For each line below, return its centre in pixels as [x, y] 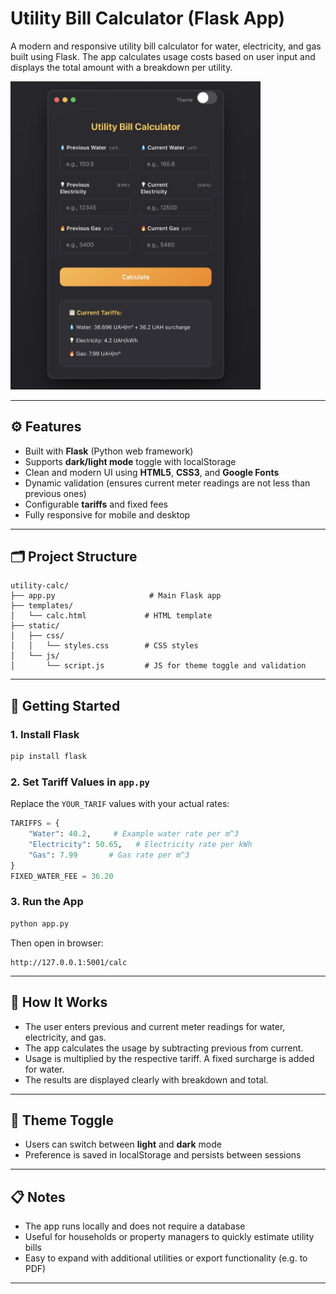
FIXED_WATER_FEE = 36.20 [62, 876]
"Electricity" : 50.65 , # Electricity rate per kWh [140, 845]
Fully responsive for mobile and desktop [107, 514]
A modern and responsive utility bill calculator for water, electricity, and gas [166, 46]
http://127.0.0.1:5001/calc [69, 962]
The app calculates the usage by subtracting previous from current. [164, 1048]
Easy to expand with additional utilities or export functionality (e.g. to [166, 1258]
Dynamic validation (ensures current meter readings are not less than [167, 483]
